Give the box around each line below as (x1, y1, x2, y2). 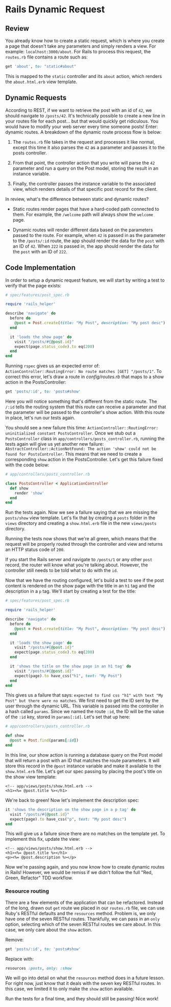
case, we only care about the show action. (5, 926, 92, 933)
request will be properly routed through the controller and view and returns (5, 541, 163, 547)
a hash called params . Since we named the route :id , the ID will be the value (5, 708, 164, 715)
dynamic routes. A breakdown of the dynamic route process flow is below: (5, 129, 162, 135)
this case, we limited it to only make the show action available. (5, 986, 134, 992)
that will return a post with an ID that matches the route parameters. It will (5, 757, 160, 763)
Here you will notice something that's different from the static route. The (5, 399, 157, 404)
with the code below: (5, 462, 50, 468)
